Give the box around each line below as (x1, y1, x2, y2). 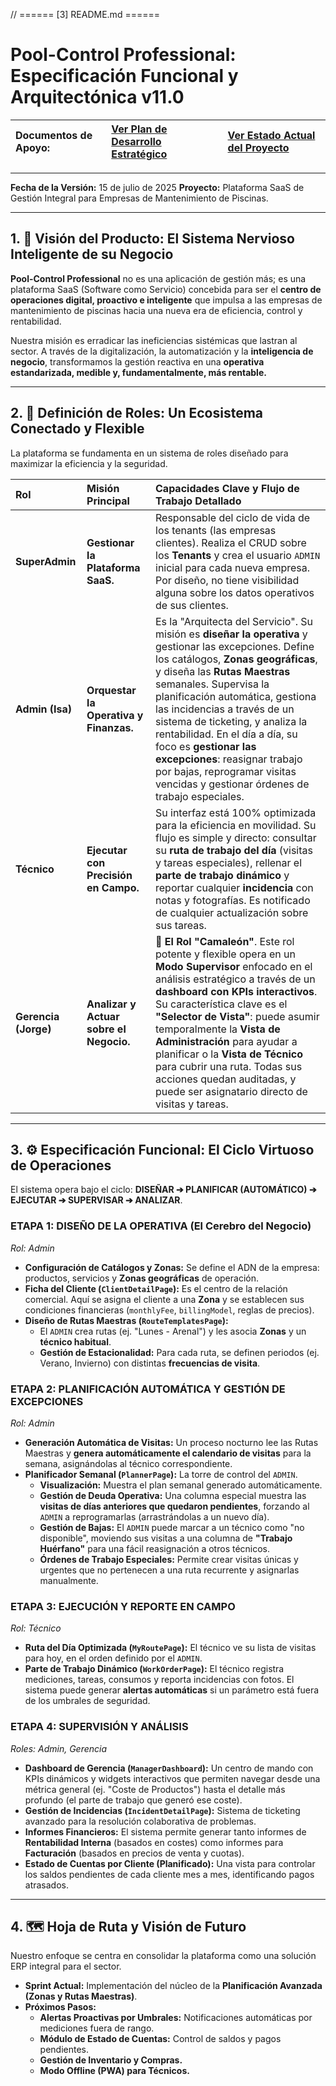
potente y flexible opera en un (155, 947, 296, 961)
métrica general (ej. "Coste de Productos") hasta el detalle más (24, 1783, 286, 1795)
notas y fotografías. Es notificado (155, 893, 311, 907)
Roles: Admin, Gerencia (10, 1742, 108, 1754)
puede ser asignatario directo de (155, 1084, 308, 1098)
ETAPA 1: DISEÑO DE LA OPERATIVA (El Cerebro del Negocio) (10, 1219, 312, 1233)
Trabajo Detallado (155, 494, 242, 508)
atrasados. (24, 1879, 70, 1891)
